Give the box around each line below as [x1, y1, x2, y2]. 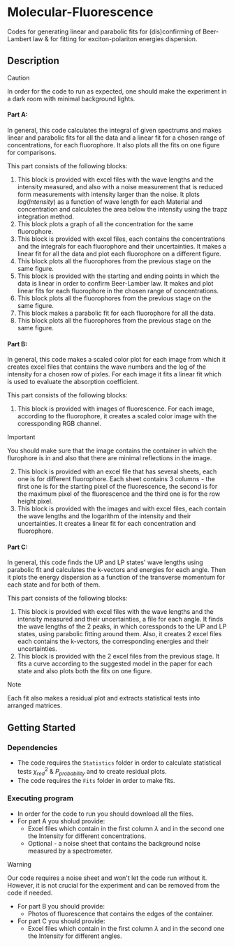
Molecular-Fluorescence [7, 4, 154, 20]
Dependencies [7, 742, 58, 752]
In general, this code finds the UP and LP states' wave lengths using [7, 558, 204, 566]
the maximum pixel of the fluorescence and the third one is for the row [17, 490, 221, 498]
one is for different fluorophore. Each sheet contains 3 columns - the [17, 475, 215, 483]
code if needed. [7, 888, 53, 897]
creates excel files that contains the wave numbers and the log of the [7, 362, 206, 371]
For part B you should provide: [17, 902, 105, 910]
